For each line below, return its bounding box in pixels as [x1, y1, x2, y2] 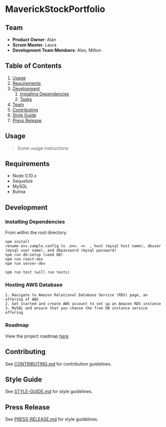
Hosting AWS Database [5, 281, 63, 288]
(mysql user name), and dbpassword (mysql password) [5, 248, 117, 253]
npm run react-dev [5, 257, 43, 262]
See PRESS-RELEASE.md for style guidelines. [5, 416, 98, 423]
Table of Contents [5, 61, 62, 70]
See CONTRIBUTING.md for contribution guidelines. [5, 361, 112, 367]
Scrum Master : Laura [12, 42, 57, 48]
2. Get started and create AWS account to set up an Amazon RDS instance [5, 301, 162, 307]
